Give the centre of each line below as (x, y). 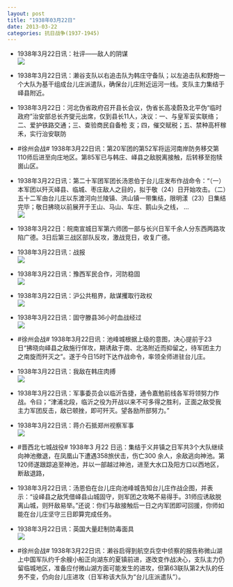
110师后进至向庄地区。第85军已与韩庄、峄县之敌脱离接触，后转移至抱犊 (120, 157)
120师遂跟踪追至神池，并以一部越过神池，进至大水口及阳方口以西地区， (120, 464)
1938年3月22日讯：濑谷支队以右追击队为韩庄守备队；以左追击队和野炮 (118, 76)
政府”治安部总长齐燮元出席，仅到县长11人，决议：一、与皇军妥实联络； (119, 116)
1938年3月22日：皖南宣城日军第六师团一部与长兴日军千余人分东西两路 (118, 229)
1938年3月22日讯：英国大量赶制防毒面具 (75, 529)
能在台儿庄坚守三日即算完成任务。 (66, 514)
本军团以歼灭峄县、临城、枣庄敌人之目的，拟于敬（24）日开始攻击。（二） (122, 189)
